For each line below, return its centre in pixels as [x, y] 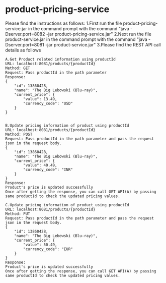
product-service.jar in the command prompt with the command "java [76, 39]
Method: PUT [18, 214]
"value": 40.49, [40, 165]
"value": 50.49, [40, 245]
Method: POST [19, 134]
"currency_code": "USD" [48, 103]
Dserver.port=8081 [25, 44]
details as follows [23, 50]
